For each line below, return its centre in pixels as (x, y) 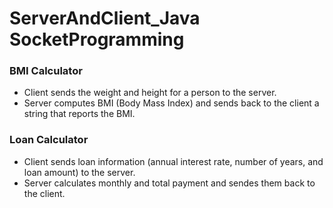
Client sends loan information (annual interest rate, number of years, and (173, 161)
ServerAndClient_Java (105, 18)
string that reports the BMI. (79, 114)
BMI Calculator (46, 71)
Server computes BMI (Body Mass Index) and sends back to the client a (171, 103)
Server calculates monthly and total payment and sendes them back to (169, 183)
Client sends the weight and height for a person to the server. (150, 93)
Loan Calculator (49, 140)
